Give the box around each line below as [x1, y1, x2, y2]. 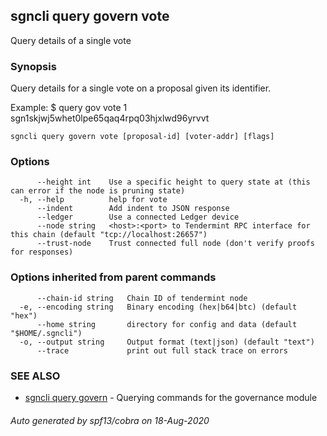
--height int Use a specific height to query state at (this [36, 177, 311, 188]
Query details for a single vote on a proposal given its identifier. [10, 82, 272, 94]
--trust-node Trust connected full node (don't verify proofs [36, 239, 315, 249]
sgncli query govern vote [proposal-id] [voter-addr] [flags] [10, 132, 275, 142]
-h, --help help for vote [19, 195, 168, 205]
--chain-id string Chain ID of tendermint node [36, 293, 248, 303]
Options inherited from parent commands [10, 270, 217, 284]
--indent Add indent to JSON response [36, 204, 230, 214]
